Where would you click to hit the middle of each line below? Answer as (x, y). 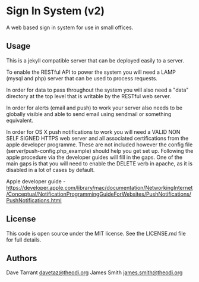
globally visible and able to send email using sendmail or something (89, 114)
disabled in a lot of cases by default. (50, 170)
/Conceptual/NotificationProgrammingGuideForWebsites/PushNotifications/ (99, 194)
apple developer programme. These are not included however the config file (99, 145)
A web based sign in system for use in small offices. (70, 27)
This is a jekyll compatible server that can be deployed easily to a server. (95, 60)
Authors (22, 258)
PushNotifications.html (34, 200)
